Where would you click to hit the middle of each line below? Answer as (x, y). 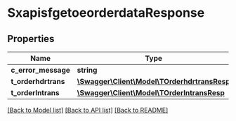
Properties (31, 39)
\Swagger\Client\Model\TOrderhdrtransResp (153, 81)
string (87, 70)
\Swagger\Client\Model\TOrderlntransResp (151, 93)
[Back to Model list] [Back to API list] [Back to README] (88, 110)
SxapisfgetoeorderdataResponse (106, 13)
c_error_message (40, 70)
